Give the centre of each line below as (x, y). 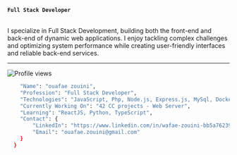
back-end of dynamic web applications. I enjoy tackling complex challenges (117, 38)
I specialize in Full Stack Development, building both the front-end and (109, 31)
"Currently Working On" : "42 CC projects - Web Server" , (105, 106)
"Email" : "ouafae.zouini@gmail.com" (86, 132)
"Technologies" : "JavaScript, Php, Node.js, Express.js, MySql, (116, 99)
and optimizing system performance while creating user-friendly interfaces (116, 45)
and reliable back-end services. (53, 53)
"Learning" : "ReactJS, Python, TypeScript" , (86, 113)
